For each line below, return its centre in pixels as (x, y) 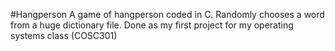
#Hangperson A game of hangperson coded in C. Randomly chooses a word (167, 14)
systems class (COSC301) (64, 35)
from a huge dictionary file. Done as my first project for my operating (152, 25)
